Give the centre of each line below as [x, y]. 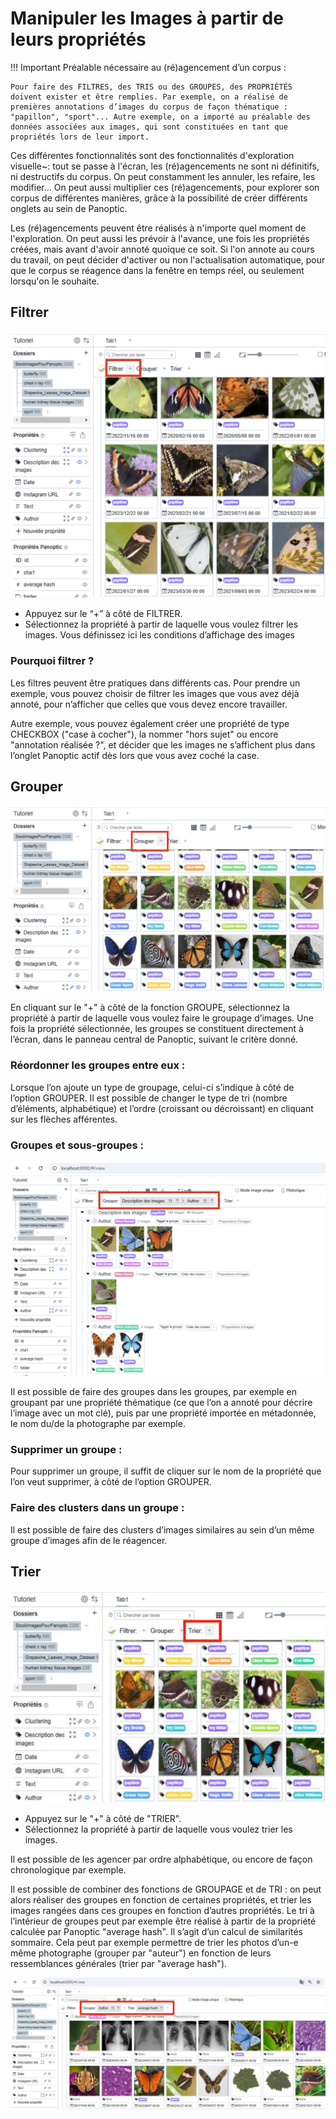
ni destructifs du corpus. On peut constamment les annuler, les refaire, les [163, 176]
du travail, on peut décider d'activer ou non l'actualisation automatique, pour [168, 259]
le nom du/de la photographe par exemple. [98, 1423]
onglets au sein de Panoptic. [69, 208]
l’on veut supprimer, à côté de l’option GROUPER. [111, 1482]
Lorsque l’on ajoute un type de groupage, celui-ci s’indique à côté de [152, 1087]
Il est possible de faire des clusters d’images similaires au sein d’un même [162, 1529]
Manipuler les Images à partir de [147, 18]
